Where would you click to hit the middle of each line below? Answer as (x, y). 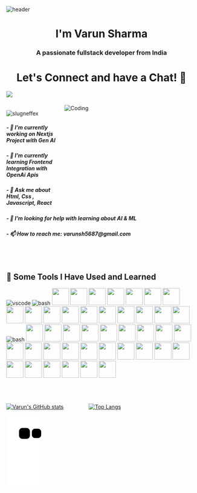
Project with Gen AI (31, 140)
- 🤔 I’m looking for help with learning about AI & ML (72, 218)
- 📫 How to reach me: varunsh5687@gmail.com (69, 234)
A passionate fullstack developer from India (102, 53)
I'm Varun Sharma (102, 34)
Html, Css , (20, 196)
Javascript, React (29, 203)
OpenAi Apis (23, 175)
